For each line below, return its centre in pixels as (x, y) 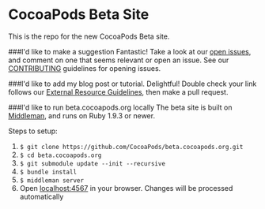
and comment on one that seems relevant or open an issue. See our (119, 60)
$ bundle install (48, 172)
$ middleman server (52, 180)
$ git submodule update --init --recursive (93, 163)
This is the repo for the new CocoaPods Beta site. (89, 36)
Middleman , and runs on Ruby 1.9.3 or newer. (82, 115)
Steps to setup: (33, 131)
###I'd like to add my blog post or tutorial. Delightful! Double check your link (132, 84)
